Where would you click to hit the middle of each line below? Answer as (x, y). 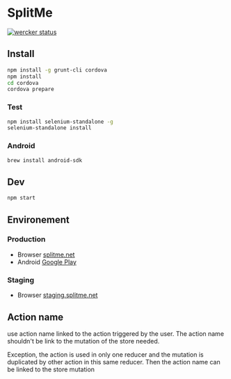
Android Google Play (47, 261)
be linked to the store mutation (51, 369)
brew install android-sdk (45, 160)
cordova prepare (31, 89)
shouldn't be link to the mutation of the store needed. (83, 341)
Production (26, 239)
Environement (38, 219)
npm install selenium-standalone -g (60, 122)
